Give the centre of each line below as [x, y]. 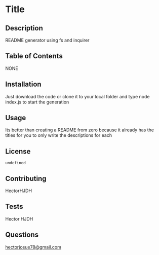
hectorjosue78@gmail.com [33, 247]
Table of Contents [34, 56]
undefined [16, 163]
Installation [23, 84]
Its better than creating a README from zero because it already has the [80, 130]
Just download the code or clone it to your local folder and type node [77, 96]
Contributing [26, 178]
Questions [22, 235]
